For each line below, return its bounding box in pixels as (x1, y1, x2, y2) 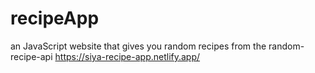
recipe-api (10, 50, 53, 62)
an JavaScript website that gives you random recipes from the (10, 40, 267, 52)
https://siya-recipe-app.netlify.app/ (54, 50, 201, 62)
